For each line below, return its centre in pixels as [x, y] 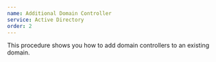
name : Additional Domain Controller [59, 13]
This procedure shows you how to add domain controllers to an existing [108, 46]
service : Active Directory [46, 20]
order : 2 [20, 26]
